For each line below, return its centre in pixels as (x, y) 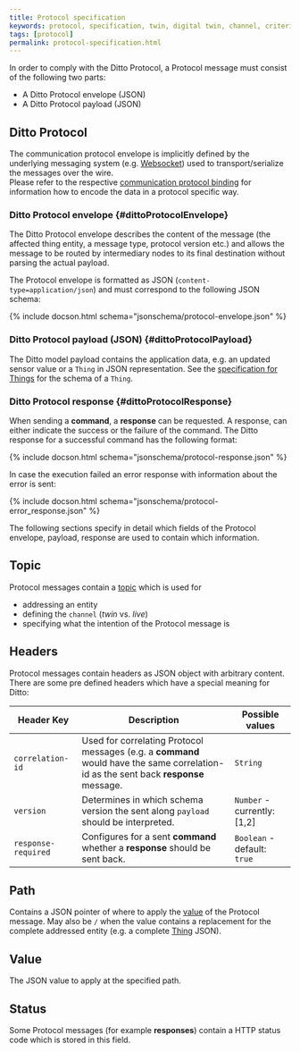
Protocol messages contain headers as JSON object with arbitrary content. (147, 673)
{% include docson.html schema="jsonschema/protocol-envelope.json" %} (148, 316)
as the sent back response (148, 774)
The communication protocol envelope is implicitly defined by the (129, 154)
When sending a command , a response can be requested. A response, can (148, 420)
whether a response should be (146, 847)
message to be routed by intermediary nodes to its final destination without (147, 253)
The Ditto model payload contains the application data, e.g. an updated (140, 359)
